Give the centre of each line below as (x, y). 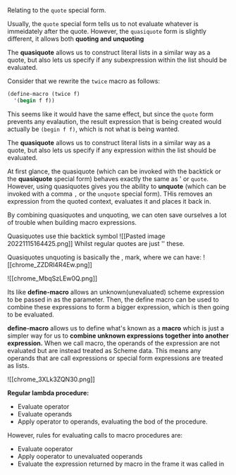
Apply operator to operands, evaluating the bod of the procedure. (112, 421)
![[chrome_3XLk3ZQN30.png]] (51, 379)
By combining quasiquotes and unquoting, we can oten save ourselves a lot (117, 215)
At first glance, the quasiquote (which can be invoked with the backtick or (114, 171)
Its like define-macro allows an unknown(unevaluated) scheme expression (116, 292)
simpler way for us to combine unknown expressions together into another (118, 335)
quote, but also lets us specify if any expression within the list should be (112, 150)
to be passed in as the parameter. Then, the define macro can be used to (113, 300)
